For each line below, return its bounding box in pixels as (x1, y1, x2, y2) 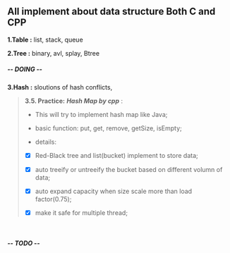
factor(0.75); (35, 195, 72, 203)
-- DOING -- (7, 65, 42, 73)
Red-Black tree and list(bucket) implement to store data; (35, 151, 199, 159)
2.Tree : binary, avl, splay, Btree (7, 49, 100, 57)
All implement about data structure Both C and (7, 6, 216, 18)
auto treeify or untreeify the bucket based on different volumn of (35, 165, 223, 173)
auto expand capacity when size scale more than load (35, 187, 193, 195)
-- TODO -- (7, 239, 40, 247)
